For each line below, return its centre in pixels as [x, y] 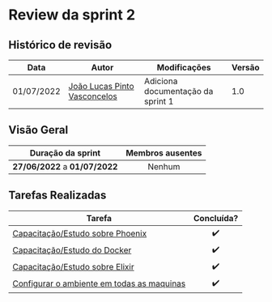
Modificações [184, 68]
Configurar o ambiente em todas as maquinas [99, 283]
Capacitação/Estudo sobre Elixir [74, 267]
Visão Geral [38, 130]
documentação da [179, 91]
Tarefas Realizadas [57, 196]
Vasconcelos [93, 96]
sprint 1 [159, 101]
